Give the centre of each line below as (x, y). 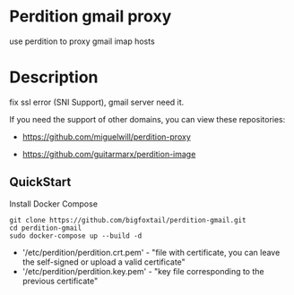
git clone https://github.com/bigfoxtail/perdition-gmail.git (128, 220)
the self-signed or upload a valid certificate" (104, 262)
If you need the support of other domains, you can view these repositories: (147, 119)
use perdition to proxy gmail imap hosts (82, 41)
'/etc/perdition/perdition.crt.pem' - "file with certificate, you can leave (151, 252)
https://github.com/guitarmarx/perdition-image (109, 154)
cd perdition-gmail (46, 228)
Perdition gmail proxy (91, 17)
